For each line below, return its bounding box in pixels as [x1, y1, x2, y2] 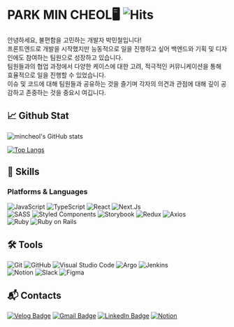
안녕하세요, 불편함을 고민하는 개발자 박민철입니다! [7, 36, 142, 44]
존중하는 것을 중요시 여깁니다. [25, 88, 106, 97]
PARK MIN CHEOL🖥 [7, 7, 121, 23]
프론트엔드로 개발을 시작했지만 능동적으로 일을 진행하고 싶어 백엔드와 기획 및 [7, 44, 214, 53]
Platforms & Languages [7, 187, 88, 197]
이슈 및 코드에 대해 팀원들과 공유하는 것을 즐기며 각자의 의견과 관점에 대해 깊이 [7, 79, 220, 88]
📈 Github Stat [7, 110, 70, 122]
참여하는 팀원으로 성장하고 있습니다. [25, 53, 124, 62]
